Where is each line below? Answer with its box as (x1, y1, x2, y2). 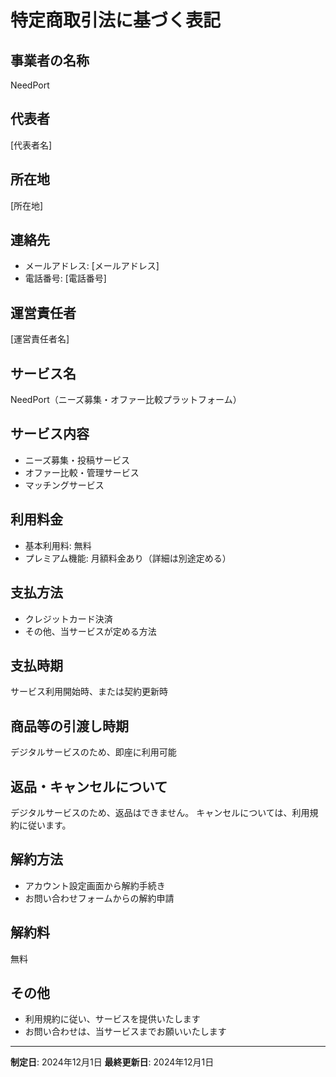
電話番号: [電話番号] (24, 272, 107, 285)
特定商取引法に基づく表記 (10, 9, 222, 32)
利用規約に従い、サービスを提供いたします (24, 1013, 201, 1025)
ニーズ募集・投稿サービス (24, 454, 131, 466)
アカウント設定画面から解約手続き (24, 879, 166, 891)
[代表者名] (10, 139, 53, 151)
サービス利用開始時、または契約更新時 (10, 686, 168, 698)
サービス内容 (10, 426, 90, 443)
